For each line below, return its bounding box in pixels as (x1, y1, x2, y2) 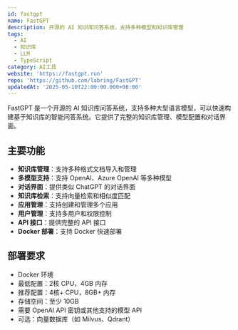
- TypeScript (14, 57, 53, 64)
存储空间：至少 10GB (17, 297, 79, 305)
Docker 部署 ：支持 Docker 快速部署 (17, 227, 123, 236)
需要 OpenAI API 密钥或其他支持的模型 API (17, 306, 143, 314)
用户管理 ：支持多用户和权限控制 (17, 210, 112, 218)
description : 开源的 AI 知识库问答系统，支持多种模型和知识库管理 (7, 24, 184, 31)
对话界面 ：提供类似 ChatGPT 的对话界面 (17, 182, 136, 191)
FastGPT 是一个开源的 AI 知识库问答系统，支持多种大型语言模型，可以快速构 (7, 104, 232, 113)
